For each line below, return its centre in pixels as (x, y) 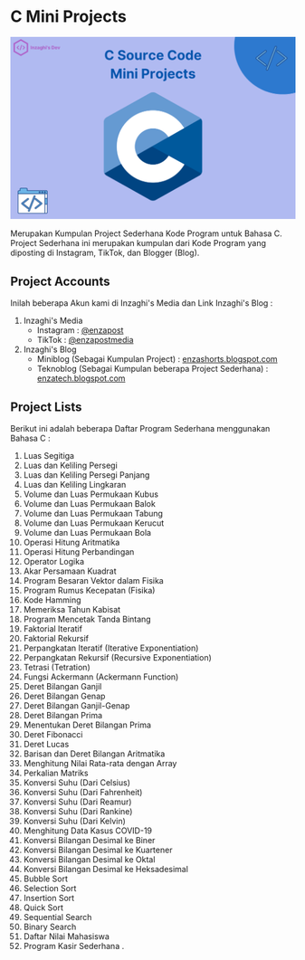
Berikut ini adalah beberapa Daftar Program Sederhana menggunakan (140, 428)
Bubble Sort (46, 879)
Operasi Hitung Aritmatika (71, 542)
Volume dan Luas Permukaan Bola (87, 532)
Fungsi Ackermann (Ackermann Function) (101, 677)
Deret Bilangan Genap (64, 696)
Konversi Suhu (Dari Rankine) (78, 811)
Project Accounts (60, 281)
